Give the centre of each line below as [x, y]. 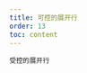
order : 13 [28, 26]
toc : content [34, 34]
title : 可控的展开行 [43, 18]
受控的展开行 [30, 61]
